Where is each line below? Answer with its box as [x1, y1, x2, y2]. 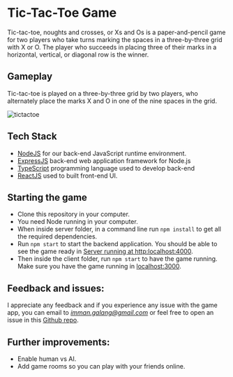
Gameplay [7, 71, 53, 83]
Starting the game [7, 191, 87, 204]
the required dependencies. [17, 232, 98, 241]
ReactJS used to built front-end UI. [17, 171, 118, 180]
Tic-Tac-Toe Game [7, 5, 117, 21]
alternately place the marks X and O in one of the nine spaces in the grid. [7, 97, 218, 105]
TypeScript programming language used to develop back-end [17, 164, 195, 172]
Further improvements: [7, 336, 110, 348]
